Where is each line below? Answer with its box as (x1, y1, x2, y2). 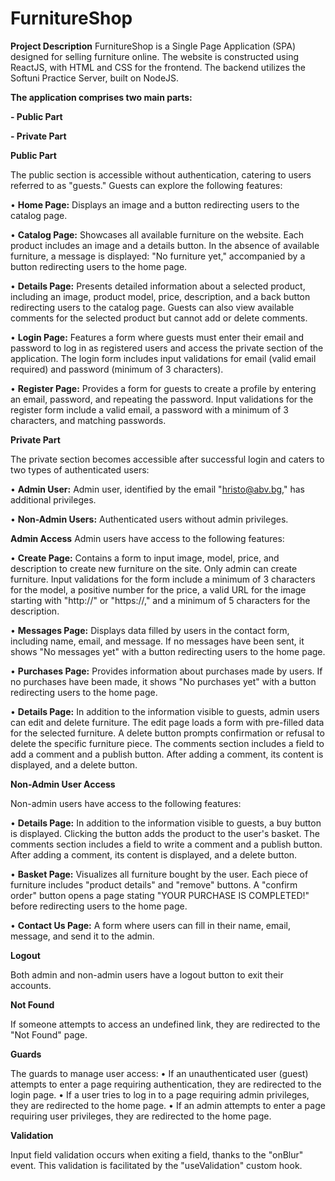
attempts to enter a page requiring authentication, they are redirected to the (10, 1078, 322, 1090)
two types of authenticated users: (10, 463, 150, 476)
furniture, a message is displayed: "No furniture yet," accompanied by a (10, 250, 306, 262)
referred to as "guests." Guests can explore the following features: (10, 179, 283, 191)
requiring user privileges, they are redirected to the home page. (10, 1110, 272, 1122)
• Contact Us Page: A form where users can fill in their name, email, (10, 919, 291, 931)
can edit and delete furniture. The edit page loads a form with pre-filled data (10, 716, 325, 728)
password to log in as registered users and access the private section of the (10, 342, 324, 354)
